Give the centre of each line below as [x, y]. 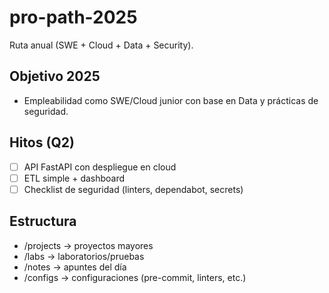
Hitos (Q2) [42, 142]
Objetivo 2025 [55, 76]
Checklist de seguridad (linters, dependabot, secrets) [133, 189]
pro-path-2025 [73, 17]
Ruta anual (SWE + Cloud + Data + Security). [101, 45]
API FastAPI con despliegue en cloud [100, 167]
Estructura [43, 221]
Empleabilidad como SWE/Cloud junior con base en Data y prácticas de [171, 100]
